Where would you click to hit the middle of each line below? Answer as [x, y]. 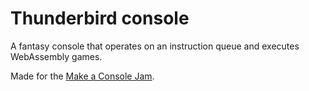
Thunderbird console [100, 18]
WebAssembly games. [56, 56]
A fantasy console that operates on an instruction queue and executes [155, 46]
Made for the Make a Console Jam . [82, 76]
